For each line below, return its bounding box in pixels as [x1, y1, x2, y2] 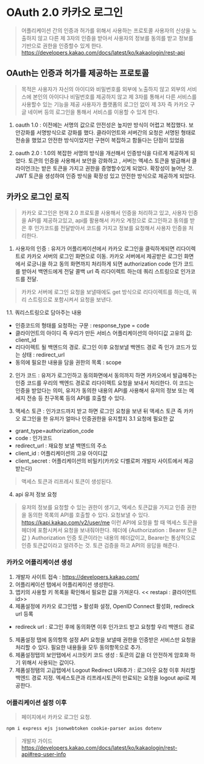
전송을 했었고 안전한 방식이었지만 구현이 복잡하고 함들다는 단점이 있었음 [15, 136, 185, 144]
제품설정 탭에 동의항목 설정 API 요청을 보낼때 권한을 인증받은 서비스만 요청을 [15, 636, 196, 643]
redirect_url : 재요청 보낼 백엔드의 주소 [15, 442, 107, 449]
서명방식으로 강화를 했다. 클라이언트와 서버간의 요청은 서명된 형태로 [36, 128, 196, 136]
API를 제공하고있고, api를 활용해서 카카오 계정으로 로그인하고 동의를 [27, 217, 189, 224]
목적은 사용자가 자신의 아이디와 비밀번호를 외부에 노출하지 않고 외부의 [21, 85, 186, 93]
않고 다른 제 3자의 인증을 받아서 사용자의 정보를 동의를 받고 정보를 [37, 34, 194, 41]
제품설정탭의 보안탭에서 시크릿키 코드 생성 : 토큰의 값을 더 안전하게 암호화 [15, 651, 189, 658]
